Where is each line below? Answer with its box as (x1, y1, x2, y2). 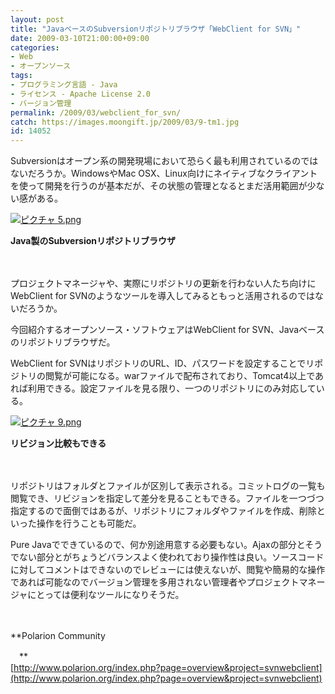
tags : (10, 71, 33, 81)
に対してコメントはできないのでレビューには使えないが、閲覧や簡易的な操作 (10, 564, 326, 576)
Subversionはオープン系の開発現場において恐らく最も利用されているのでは (10, 155, 319, 167)
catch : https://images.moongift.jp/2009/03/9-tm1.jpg (10, 117, 240, 127)
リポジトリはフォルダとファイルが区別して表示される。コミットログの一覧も (10, 480, 326, 492)
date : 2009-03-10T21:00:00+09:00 (10, 33, 150, 43)
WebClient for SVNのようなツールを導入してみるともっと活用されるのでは (10, 290, 315, 302)
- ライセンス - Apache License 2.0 (10, 89, 151, 99)
